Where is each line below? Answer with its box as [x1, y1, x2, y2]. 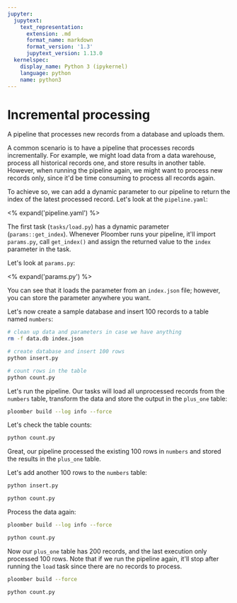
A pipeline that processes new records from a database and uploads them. [7, 130, 225, 139]
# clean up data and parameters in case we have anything [7, 328, 182, 336]
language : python [20, 69, 71, 76]
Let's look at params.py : [7, 259, 76, 268]
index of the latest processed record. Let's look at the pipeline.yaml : [7, 195, 209, 204]
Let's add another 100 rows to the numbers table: [7, 469, 147, 477]
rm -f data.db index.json [7, 335, 83, 343]
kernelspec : [13, 57, 50, 64]
